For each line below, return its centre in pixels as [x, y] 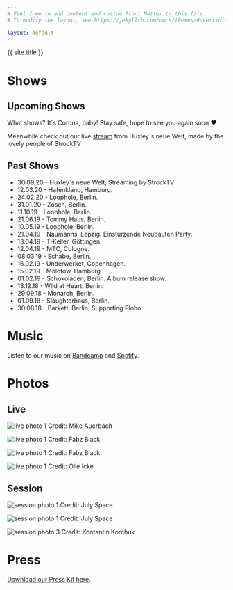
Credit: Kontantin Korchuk [98, 532]
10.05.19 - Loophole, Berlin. [56, 227]
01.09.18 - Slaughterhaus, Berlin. [63, 301]
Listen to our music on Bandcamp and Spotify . [73, 356]
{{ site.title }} [25, 52]
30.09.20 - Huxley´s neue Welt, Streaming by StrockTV [96, 182]
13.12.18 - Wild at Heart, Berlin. [60, 286]
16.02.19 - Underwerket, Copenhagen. [71, 264]
